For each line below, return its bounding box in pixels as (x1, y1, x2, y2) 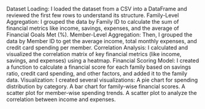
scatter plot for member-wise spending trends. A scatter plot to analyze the (6, 90, 198, 96)
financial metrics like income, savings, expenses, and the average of (6, 24, 179, 32)
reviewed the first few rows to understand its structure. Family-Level (6, 12, 179, 19)
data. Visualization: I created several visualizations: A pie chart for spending (6, 76, 198, 83)
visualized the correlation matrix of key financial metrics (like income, (6, 51, 182, 57)
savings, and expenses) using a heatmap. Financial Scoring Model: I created (6, 57, 199, 64)
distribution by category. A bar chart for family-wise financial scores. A (6, 83, 186, 90)
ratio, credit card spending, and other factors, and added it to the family (6, 70, 188, 77)
